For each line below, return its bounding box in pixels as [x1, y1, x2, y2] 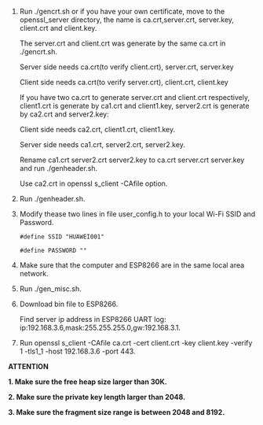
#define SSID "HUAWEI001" [19, 233, 104, 241]
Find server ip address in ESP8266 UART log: [19, 315, 166, 323]
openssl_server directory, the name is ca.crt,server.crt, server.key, [19, 15, 234, 24]
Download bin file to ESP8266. [19, 299, 119, 309]
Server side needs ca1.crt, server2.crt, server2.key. [19, 140, 186, 149]
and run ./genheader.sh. [19, 164, 98, 172]
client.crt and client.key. [19, 24, 97, 32]
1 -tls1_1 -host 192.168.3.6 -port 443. [19, 346, 136, 356]
